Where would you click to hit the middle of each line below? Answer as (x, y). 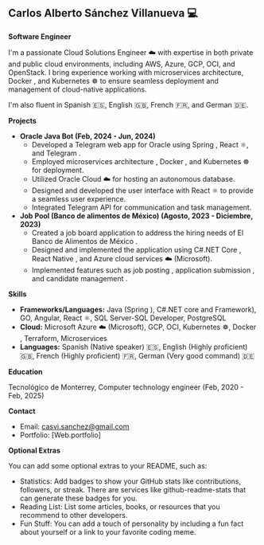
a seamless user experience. (79, 198)
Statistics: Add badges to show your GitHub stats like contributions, (130, 481)
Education (25, 371)
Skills (17, 294)
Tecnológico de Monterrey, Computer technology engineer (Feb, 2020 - (126, 387)
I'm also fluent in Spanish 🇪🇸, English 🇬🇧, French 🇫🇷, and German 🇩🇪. (128, 104)
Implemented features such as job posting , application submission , (143, 270)
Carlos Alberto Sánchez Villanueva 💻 (103, 13)
